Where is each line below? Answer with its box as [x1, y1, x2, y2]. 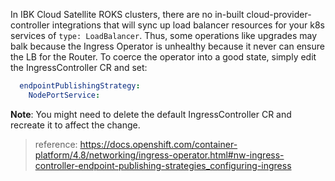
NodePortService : [28, 90, 101, 100]
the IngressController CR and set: [10, 62, 148, 73]
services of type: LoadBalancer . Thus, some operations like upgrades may [10, 30, 318, 41]
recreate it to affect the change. [10, 119, 141, 131]
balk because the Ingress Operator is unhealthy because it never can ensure [10, 40, 325, 52]
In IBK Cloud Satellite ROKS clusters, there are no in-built [10, 9, 245, 20]
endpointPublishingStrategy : [19, 81, 141, 91]
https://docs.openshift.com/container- [79, 138, 238, 150]
